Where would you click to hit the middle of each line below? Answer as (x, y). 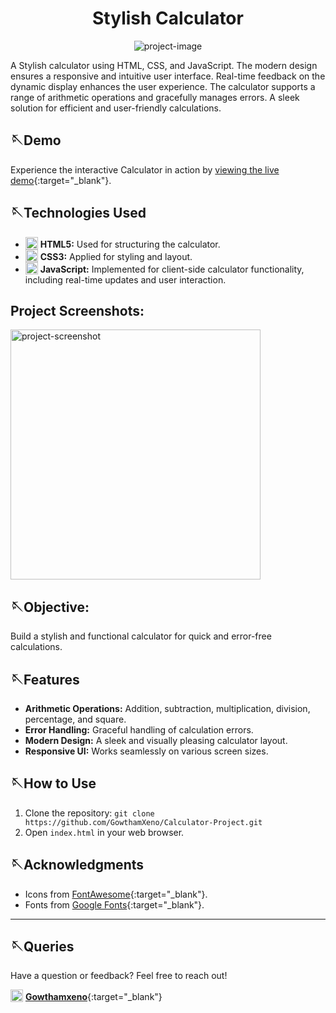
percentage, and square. (75, 719)
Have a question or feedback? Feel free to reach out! (119, 976)
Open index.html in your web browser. (104, 832)
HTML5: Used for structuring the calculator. (130, 244)
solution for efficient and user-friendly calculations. (116, 108)
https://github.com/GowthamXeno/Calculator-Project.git (143, 822)
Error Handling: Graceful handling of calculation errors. (139, 730)
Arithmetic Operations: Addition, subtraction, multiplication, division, (167, 708)
